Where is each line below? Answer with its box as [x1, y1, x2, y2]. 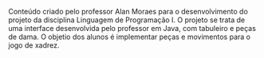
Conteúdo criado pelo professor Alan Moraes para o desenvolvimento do [8, 7, 249, 16]
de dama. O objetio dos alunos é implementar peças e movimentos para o [8, 32, 251, 41]
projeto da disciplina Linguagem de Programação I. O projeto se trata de [8, 15, 246, 25]
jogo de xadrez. [8, 41, 60, 50]
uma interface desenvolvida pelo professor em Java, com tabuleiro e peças [8, 24, 257, 33]
